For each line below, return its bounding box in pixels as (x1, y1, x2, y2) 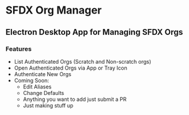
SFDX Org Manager (5, 4, 102, 17)
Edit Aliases (23, 83, 52, 90)
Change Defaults (23, 89, 65, 96)
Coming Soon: (14, 77, 49, 84)
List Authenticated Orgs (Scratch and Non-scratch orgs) (14, 58, 152, 65)
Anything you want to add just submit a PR (23, 96, 127, 103)
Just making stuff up (23, 101, 73, 109)
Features (5, 45, 32, 53)
